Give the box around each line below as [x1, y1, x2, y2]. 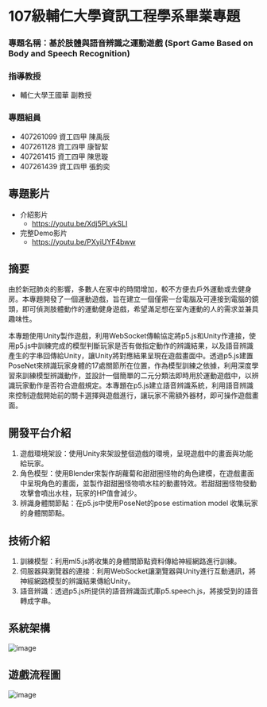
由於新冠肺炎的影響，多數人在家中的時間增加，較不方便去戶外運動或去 [8, 284, 238, 294]
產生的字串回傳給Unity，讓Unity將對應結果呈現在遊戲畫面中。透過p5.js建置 [8, 351, 253, 361]
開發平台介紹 [8, 426, 72, 439]
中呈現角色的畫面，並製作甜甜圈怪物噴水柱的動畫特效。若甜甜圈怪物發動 [19, 478, 257, 489]
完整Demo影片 [19, 228, 68, 238]
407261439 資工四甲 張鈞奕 [19, 161, 110, 171]
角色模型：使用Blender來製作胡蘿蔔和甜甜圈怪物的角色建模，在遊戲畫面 [19, 469, 254, 478]
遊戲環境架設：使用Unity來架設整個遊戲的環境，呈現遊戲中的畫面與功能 [19, 449, 253, 458]
